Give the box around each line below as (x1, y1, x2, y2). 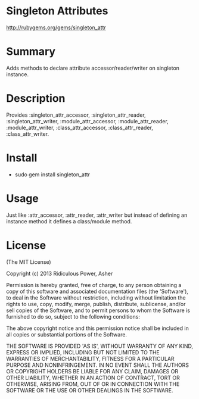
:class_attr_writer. (6, 130, 49, 138)
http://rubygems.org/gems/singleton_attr (6, 24, 106, 31)
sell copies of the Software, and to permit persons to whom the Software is (6, 307, 191, 314)
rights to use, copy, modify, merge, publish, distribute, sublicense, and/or (6, 300, 186, 307)
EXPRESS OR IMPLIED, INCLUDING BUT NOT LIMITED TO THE (6, 348, 160, 356)
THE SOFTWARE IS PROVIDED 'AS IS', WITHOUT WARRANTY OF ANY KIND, (6, 342, 194, 350)
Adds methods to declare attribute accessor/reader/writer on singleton (6, 64, 180, 71)
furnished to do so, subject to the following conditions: (6, 313, 140, 320)
